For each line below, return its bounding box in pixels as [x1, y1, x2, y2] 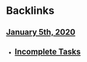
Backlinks [6, 4, 55, 17]
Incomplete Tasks [14, 46, 81, 56]
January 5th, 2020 [6, 27, 76, 37]
